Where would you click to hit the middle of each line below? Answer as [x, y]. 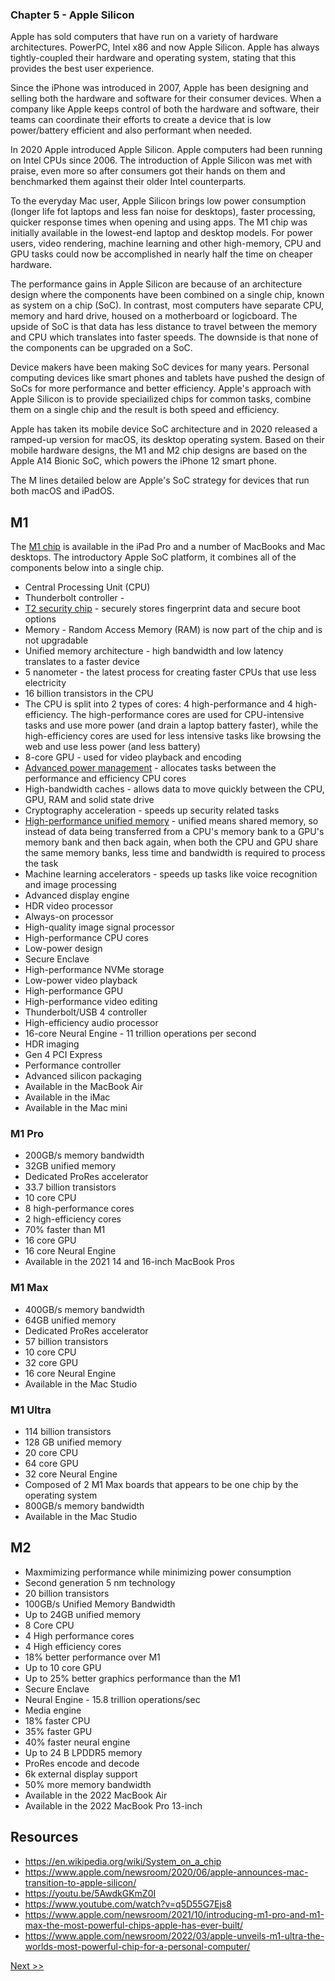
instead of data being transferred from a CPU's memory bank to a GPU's [174, 832]
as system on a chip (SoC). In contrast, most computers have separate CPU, [167, 305]
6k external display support [81, 1774]
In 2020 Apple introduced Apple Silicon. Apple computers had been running [166, 150]
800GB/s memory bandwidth [84, 1506]
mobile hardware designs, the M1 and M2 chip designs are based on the [159, 450]
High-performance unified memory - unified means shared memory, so [171, 821]
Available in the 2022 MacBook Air [96, 1795]
